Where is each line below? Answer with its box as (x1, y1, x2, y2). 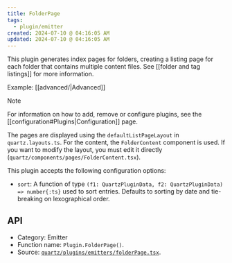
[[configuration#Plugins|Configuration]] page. (7, 117, 139, 126)
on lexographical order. (44, 195, 110, 203)
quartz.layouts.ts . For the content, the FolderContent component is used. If (7, 138, 225, 146)
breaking (17, 195, 43, 203)
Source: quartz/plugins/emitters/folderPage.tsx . (17, 248, 161, 256)
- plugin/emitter (13, 23, 64, 30)
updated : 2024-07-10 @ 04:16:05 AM (7, 36, 110, 43)
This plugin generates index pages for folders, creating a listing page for (7, 55, 213, 63)
